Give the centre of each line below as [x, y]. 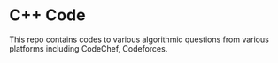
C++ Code [47, 15]
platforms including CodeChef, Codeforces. [89, 48]
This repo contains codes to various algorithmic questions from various [139, 39]
